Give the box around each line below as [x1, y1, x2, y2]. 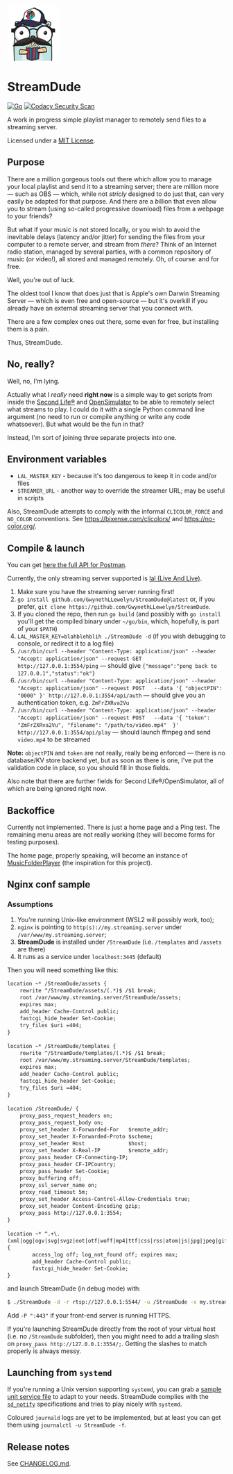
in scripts [17, 494, 44, 502]
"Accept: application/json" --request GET [17, 655, 142, 662]
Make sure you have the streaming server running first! [17, 588, 175, 596]
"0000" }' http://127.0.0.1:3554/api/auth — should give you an [17, 691, 206, 700]
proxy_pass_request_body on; [19, 1119, 104, 1126]
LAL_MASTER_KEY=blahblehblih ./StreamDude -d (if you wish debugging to [17, 632, 226, 641]
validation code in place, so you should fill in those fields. [7, 764, 171, 772]
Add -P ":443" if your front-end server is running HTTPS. [7, 1311, 171, 1319]
